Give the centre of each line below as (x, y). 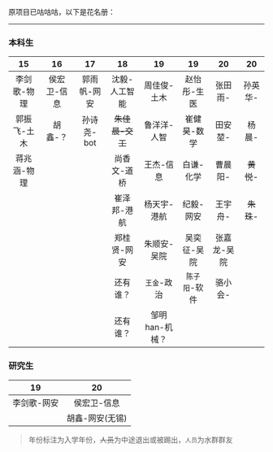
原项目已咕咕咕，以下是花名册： (62, 12)
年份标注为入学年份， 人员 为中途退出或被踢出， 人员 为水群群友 (130, 439)
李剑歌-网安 (36, 402)
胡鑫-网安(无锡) (97, 418)
